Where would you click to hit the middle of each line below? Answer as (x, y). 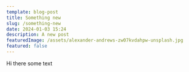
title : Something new (34, 18)
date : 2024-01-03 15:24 (36, 29)
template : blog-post (33, 12)
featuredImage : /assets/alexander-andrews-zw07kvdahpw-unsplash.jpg (95, 40)
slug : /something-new (34, 23)
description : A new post (38, 35)
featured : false (27, 46)
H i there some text (29, 63)
